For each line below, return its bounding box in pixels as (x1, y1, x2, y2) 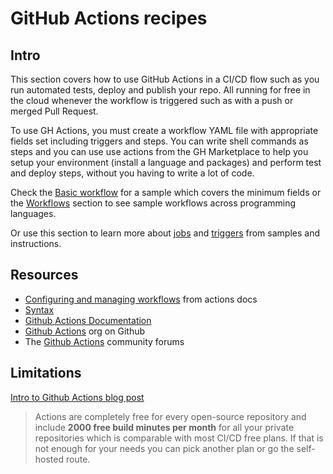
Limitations (10, 365, 82, 382)
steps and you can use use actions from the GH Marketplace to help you (10, 146, 309, 157)
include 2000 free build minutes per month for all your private (34, 421, 295, 433)
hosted (34, 453, 65, 465)
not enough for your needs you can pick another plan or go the (34, 442, 295, 454)
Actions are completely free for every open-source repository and (34, 410, 307, 422)
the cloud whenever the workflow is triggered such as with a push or (10, 95, 294, 106)
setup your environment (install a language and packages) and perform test (10, 157, 322, 168)
